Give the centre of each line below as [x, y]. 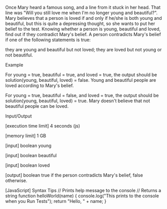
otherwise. [16, 181]
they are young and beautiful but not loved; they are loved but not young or [83, 50]
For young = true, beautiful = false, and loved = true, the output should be [82, 95]
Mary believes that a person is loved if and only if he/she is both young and [83, 18]
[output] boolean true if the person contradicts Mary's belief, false [74, 175]
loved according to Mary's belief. [40, 85]
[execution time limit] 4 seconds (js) [43, 126]
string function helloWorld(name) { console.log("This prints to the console [82, 196]
